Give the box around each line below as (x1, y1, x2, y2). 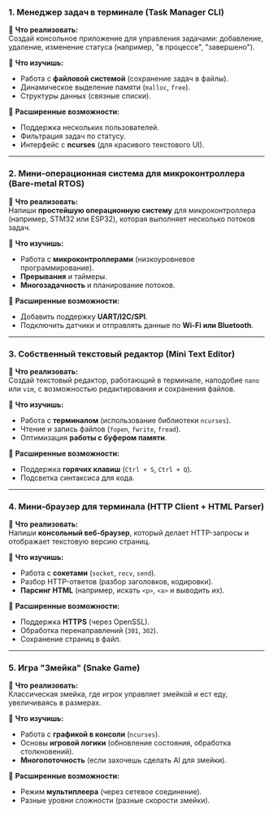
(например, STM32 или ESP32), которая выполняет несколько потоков (8, 214, 256, 224)
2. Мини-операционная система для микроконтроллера (8, 168, 245, 179)
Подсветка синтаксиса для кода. (19, 473, 136, 483)
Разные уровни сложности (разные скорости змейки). (19, 796, 210, 806)
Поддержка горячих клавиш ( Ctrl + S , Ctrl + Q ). (19, 464, 193, 474)
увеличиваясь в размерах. (8, 698, 102, 708)
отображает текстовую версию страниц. (8, 536, 150, 547)
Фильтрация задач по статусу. (19, 131, 126, 141)
